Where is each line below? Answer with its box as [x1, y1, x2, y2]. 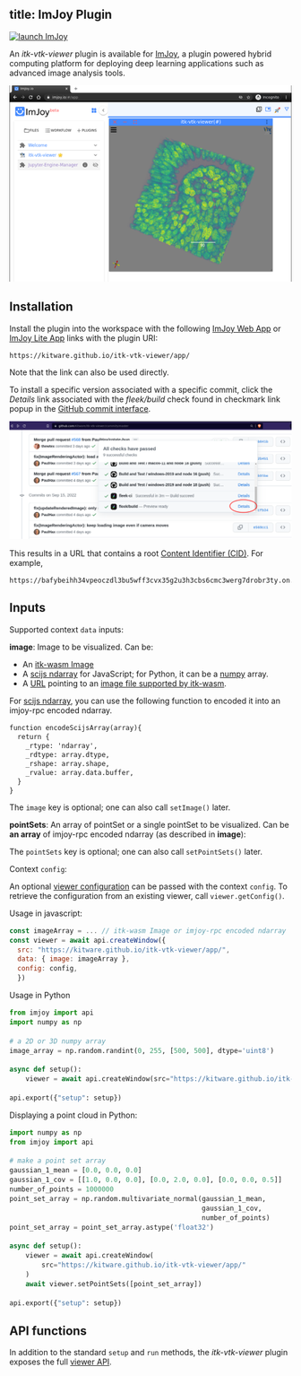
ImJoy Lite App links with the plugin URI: [9, 332, 159, 344]
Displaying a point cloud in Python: [9, 1110, 138, 1120]
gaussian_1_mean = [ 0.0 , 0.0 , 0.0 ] [9, 1166, 142, 1175]
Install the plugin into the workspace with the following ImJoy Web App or [9, 323, 281, 334]
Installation [9, 300, 73, 315]
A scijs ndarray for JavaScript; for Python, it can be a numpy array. [21, 668, 269, 679]
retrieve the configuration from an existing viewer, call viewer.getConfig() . [9, 890, 285, 901]
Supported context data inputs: [9, 623, 124, 635]
